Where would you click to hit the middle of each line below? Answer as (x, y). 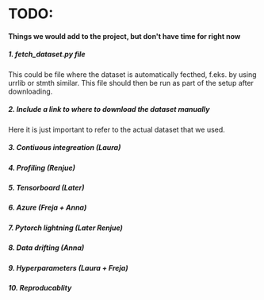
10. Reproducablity (40, 287)
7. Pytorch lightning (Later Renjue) (65, 228)
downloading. (31, 91)
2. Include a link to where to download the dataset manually (109, 110)
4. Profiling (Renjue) (42, 167)
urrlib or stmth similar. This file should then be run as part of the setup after (131, 83)
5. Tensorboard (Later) (46, 188)
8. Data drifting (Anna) (46, 248)
